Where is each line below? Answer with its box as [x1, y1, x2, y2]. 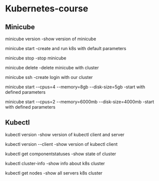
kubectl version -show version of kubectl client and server [5, 131, 125, 137]
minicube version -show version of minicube [5, 36, 96, 42]
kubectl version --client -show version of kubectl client [5, 141, 118, 147]
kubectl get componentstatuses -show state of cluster [5, 151, 116, 157]
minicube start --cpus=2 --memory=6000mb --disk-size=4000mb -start [5, 99, 155, 105]
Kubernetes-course [5, 3, 88, 14]
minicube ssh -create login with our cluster [5, 74, 93, 80]
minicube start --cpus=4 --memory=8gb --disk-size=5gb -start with [5, 84, 146, 90]
